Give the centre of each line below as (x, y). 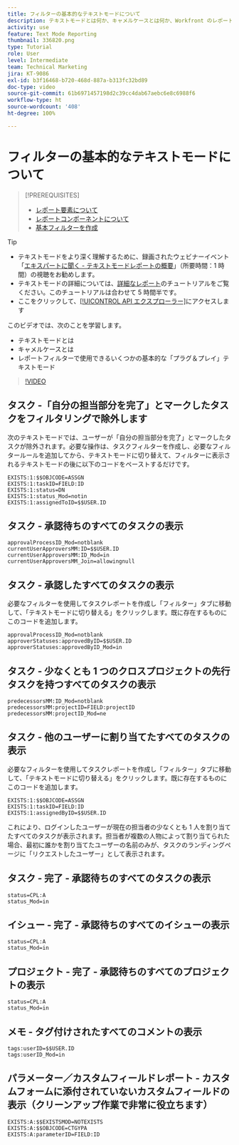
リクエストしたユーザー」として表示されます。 (100, 854)
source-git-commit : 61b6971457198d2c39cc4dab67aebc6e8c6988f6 (101, 93)
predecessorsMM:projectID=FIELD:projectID (71, 707)
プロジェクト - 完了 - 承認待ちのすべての (95, 972)
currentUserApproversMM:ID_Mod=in (59, 555)
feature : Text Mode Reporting (52, 34)
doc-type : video (31, 87)
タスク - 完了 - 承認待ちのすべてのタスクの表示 (109, 878)
